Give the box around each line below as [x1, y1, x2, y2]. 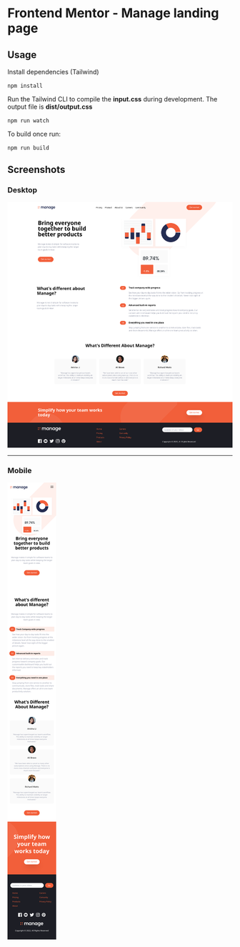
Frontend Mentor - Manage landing [7, 5, 219, 21]
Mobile [7, 466, 32, 476]
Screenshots [7, 164, 66, 176]
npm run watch [7, 117, 50, 124]
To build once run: [7, 130, 61, 138]
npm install [7, 82, 43, 89]
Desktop [7, 185, 38, 195]
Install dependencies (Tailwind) [7, 68, 99, 76]
